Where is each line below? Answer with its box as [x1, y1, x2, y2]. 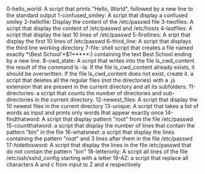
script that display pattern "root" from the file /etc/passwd [47, 115, 193, 123]
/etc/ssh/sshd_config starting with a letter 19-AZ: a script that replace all [6, 154, 188, 161]
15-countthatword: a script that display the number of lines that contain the [6, 122, 195, 129]
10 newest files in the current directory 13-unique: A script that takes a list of [6, 103, 199, 109]
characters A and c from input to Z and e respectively [6, 161, 141, 168]
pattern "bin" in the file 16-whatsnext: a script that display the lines [6, 128, 174, 136]
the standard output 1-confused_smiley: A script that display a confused [6, 12, 188, 19]
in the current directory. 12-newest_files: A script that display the [34, 96, 198, 103]
